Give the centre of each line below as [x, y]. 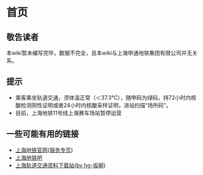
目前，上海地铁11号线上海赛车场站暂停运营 [68, 113]
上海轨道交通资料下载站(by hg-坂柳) [60, 165]
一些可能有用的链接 [42, 134]
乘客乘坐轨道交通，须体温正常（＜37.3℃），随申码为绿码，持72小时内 [103, 97]
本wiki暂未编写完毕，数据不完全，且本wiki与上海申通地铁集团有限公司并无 [99, 53]
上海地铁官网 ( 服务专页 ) [44, 150]
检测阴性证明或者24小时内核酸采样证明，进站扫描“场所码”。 [96, 105]
